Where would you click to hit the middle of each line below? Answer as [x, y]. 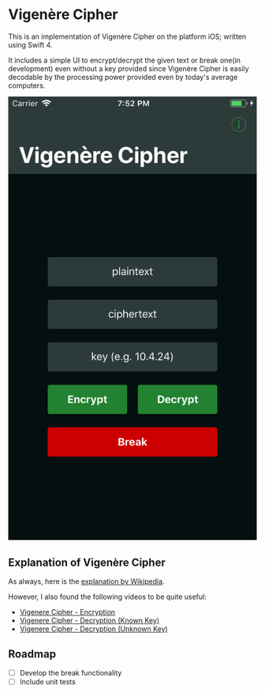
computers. [27, 85]
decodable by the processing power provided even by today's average [123, 77]
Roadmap [32, 654]
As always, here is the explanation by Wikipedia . [86, 581]
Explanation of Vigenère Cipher [87, 562]
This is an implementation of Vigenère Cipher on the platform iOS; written [127, 36]
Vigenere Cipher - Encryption [67, 612]
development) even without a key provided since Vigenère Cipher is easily [129, 68]
